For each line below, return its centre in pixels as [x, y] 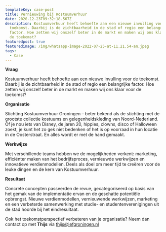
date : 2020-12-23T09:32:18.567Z [38, 19]
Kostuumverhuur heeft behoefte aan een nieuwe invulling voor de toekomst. [82, 79]
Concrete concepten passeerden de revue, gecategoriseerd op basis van [80, 189]
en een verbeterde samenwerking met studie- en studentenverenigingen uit [82, 204]
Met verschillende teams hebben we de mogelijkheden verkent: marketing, [81, 154]
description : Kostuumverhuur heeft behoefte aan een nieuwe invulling [79, 23]
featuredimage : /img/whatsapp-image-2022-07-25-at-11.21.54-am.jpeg [77, 46]
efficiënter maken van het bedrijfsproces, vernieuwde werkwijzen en [75, 159]
